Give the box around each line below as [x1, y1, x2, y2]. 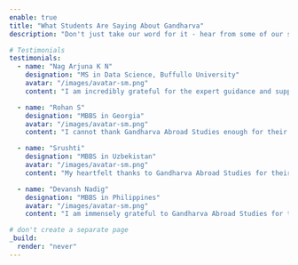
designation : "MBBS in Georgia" [25, 111, 145, 120]
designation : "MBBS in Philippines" [25, 193, 161, 202]
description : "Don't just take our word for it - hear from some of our [9, 29, 284, 38]
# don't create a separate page [9, 226, 129, 235]
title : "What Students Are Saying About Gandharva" [9, 21, 204, 30]
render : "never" [17, 242, 77, 251]
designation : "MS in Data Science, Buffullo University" [25, 70, 240, 80]
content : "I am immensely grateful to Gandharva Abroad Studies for [25, 210, 284, 219]
